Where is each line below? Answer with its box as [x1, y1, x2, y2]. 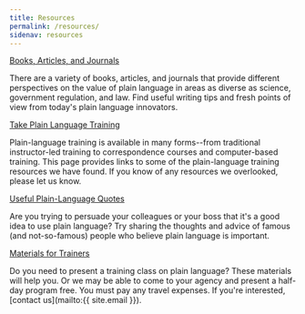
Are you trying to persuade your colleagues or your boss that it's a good [9, 211, 280, 222]
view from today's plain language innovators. [9, 102, 178, 113]
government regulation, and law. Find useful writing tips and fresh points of [9, 92, 291, 103]
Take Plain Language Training [9, 119, 120, 130]
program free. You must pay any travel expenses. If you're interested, [25, 285, 286, 296]
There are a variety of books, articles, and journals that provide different [9, 73, 280, 84]
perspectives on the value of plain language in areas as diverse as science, [9, 83, 291, 94]
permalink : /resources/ [9, 22, 100, 31]
